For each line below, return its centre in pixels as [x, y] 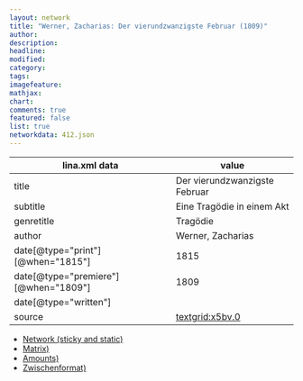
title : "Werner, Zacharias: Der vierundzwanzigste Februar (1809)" [139, 26]
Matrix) [36, 349]
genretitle [34, 221]
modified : [28, 59]
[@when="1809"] [53, 287]
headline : [28, 51]
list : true [30, 127]
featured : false [40, 118]
